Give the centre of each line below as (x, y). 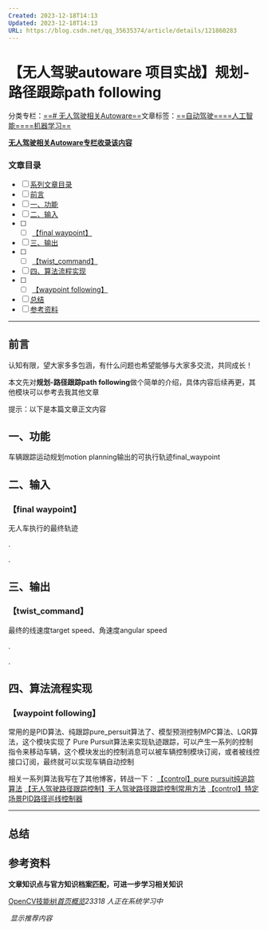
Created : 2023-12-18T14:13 (53, 16)
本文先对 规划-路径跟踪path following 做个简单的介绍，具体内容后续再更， (128, 382)
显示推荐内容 (31, 918)
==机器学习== (48, 126)
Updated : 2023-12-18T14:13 (53, 23)
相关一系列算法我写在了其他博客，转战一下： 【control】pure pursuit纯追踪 (132, 779)
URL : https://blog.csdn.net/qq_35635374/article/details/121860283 (123, 30)
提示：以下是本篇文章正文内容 (57, 409)
